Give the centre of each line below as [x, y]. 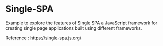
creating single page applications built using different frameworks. [74, 28]
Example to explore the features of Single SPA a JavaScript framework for [81, 23]
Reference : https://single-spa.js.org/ [43, 38]
